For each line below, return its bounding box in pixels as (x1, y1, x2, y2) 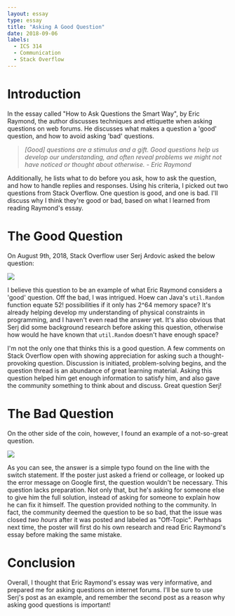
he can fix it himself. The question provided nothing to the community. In (7, 500, 217, 509)
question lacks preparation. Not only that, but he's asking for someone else (7, 486, 224, 494)
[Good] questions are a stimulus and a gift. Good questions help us (24, 145, 220, 154)
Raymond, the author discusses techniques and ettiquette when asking (7, 116, 213, 125)
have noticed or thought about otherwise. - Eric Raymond (24, 160, 192, 168)
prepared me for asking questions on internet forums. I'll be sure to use (7, 585, 213, 594)
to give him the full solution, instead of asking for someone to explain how (7, 493, 221, 502)
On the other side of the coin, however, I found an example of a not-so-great (7, 429, 229, 437)
